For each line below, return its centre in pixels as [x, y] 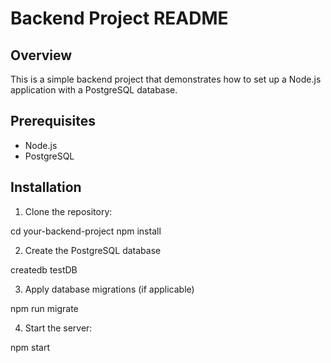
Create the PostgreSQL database [93, 250]
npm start [30, 347]
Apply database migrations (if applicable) [109, 289]
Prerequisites [53, 121]
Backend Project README [119, 18]
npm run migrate [44, 308]
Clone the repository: [68, 211]
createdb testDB [44, 269]
